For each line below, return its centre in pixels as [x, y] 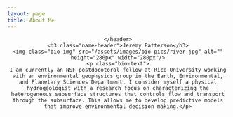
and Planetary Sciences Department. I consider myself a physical [118, 82]
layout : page [26, 14]
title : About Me [31, 20]
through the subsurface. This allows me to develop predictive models [118, 100]
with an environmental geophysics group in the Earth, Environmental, [118, 76]
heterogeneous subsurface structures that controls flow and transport [118, 94]
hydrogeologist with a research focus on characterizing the [118, 88]
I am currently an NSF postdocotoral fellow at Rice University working [118, 70]
